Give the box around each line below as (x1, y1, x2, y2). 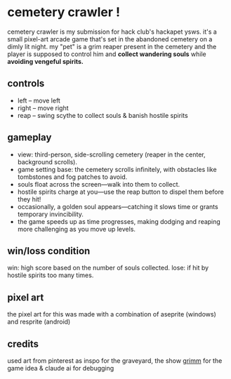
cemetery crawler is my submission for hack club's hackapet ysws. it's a (7, 27, 218, 36)
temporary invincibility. (17, 210, 84, 218)
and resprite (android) (7, 317, 71, 326)
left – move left (17, 96, 61, 105)
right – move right (17, 103, 69, 112)
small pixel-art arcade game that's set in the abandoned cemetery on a (7, 34, 213, 43)
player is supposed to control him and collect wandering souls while (7, 50, 207, 58)
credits (7, 338, 39, 350)
